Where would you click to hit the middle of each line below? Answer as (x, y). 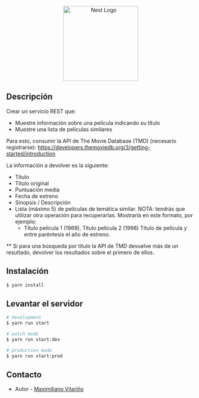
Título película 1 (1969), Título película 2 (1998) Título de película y (105, 228)
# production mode (29, 350)
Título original (32, 183)
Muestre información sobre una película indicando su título (88, 122)
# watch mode (22, 334)
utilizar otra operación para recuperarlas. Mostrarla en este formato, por (104, 215)
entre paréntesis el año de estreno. (67, 234)
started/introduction (31, 154)
